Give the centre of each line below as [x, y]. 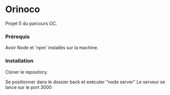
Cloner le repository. [27, 72]
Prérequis [18, 37]
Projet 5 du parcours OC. [31, 23]
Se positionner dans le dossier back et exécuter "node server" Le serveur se [85, 82]
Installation [20, 61]
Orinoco [23, 9]
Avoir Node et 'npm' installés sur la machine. [52, 48]
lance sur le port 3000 [29, 87]
